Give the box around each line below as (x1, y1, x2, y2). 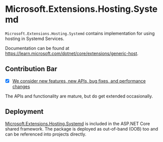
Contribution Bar (5, 65, 58, 73)
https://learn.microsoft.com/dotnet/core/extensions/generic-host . (5, 50, 139, 56)
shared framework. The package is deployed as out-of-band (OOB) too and (5, 126, 159, 132)
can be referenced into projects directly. (5, 131, 87, 137)
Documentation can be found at (5, 45, 70, 51)
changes (12, 83, 31, 90)
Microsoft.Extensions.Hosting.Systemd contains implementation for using (5, 30, 155, 36)
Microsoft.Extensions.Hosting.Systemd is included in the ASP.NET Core (5, 120, 150, 127)
